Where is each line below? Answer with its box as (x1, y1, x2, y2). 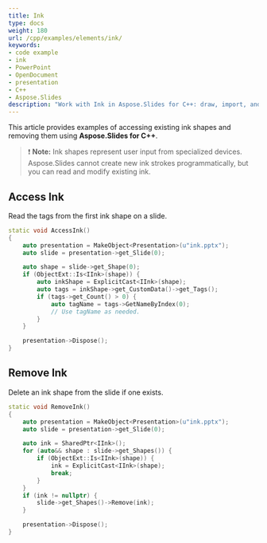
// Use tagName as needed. (50, 308, 141, 316)
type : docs (8, 19, 44, 27)
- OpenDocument (8, 71, 59, 79)
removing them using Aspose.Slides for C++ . (8, 131, 158, 140)
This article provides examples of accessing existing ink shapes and (8, 123, 232, 132)
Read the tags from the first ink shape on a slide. (8, 211, 168, 220)
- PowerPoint (8, 64, 52, 72)
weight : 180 (8, 26, 48, 34)
